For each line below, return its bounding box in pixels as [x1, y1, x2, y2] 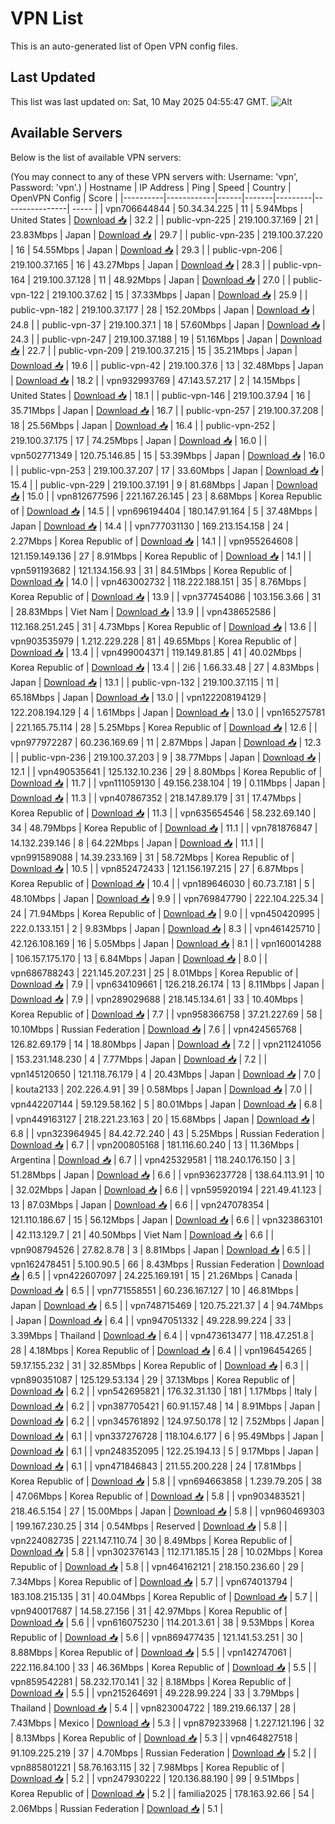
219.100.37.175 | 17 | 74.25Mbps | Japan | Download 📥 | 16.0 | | [10, 434, 268, 446]
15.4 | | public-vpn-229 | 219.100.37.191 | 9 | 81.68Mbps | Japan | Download [10, 478, 318, 491]
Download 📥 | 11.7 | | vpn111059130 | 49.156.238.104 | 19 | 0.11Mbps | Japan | [10, 777, 326, 789]
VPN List [10, 7, 84, 30]
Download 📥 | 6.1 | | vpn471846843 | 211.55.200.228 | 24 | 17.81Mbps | [10, 1460, 302, 1472]
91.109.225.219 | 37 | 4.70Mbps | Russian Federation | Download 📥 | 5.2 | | [10, 1747, 317, 1759]
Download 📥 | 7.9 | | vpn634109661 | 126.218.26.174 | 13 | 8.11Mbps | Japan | [10, 978, 325, 990]
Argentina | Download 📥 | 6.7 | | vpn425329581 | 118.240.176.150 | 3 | [10, 1153, 296, 1166]
